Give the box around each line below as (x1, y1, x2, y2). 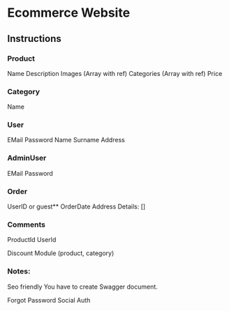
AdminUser (7, 153, 47, 163)
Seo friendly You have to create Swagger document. (7, 282, 158, 291)
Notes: (7, 266, 31, 276)
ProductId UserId (7, 236, 57, 244)
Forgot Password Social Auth (7, 296, 91, 304)
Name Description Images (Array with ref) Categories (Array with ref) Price (7, 69, 223, 77)
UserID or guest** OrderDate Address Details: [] (7, 202, 146, 211)
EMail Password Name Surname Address (7, 136, 126, 144)
